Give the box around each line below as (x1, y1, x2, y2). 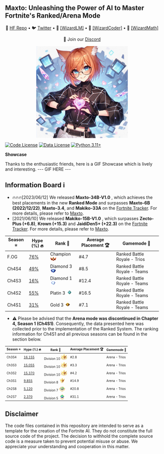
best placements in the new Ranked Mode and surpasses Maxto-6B (12, 200, 150, 205)
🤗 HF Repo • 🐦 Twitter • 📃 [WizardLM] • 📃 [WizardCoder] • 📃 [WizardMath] (5, 25, 159, 31)
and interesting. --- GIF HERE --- (5, 166, 71, 172)
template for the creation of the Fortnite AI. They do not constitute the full (5, 428, 153, 434)
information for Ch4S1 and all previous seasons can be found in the (12, 331, 147, 337)
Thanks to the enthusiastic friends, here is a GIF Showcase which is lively (5, 161, 153, 167)
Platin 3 (50, 290, 65, 296)
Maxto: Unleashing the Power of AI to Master (5, 4, 144, 12)
